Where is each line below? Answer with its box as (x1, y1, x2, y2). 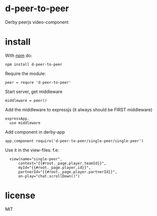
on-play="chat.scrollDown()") (18, 173, 80, 179)
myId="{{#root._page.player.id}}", (18, 165, 91, 170)
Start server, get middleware (5, 89, 63, 95)
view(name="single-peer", (9, 156, 63, 162)
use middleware (9, 120, 41, 125)
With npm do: (5, 52, 33, 58)
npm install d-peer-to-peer (5, 62, 63, 67)
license (5, 190, 36, 201)
